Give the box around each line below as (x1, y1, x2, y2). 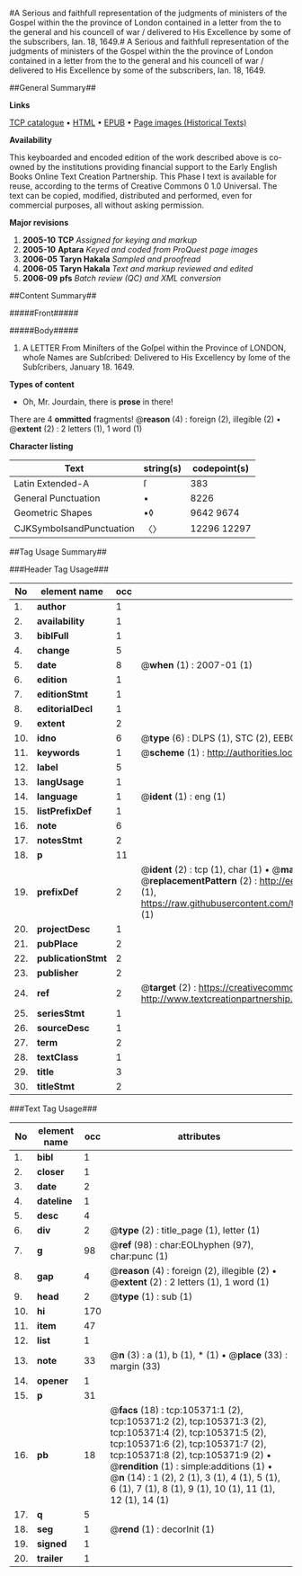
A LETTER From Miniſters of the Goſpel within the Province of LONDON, (22, 343, 287, 353)
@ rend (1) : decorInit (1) (110, 1523, 215, 1536)
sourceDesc (37, 1022, 90, 1034)
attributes (177, 1130, 221, 1143)
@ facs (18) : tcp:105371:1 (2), (110, 1404, 244, 1416)
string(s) (143, 462, 182, 475)
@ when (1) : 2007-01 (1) (140, 659, 253, 671)
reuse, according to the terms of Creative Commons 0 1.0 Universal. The (9, 181, 278, 191)
